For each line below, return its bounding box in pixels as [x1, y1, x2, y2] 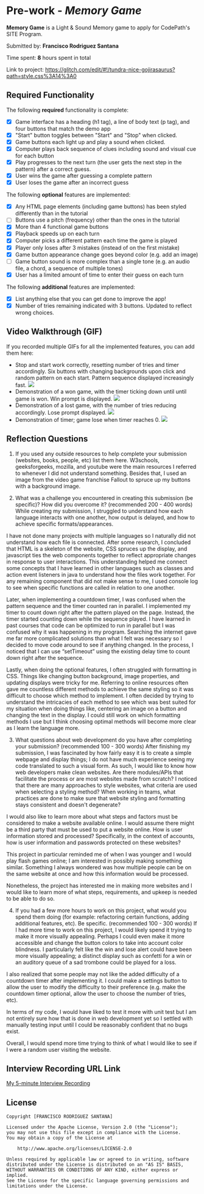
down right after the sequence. [6, 654, 84, 661]
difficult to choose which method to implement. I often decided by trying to [6, 692, 194, 699]
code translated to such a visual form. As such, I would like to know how [15, 762, 197, 769]
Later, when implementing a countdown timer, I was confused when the [6, 596, 186, 603]
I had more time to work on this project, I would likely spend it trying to [15, 926, 192, 933]
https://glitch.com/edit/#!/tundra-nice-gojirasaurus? [45, 65, 175, 73]
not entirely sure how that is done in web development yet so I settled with [6, 1015, 193, 1022]
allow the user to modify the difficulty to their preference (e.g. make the [6, 983, 186, 991]
